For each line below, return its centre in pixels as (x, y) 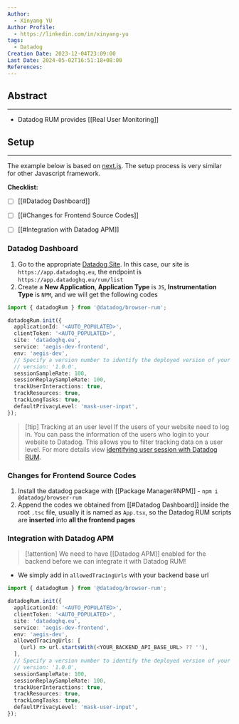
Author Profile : (31, 27)
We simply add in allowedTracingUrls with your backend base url (113, 575)
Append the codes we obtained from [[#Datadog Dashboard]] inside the (123, 505)
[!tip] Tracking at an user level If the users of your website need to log (127, 426)
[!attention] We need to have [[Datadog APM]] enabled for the (115, 554)
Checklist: (23, 187)
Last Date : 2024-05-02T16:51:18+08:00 (65, 61)
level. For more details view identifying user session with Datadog (121, 449)
